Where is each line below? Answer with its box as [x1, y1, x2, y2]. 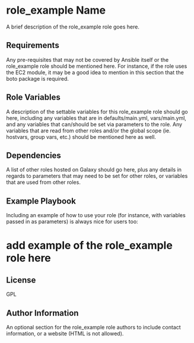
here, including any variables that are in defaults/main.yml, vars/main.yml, [6, 114, 187, 122]
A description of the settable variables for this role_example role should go [6, 108, 188, 115]
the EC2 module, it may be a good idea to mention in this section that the [6, 69, 184, 76]
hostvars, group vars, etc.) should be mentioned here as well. [6, 133, 156, 140]
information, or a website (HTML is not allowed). [6, 330, 124, 337]
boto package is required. [6, 75, 69, 82]
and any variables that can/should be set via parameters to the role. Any [6, 120, 183, 128]
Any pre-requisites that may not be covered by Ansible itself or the [6, 56, 169, 63]
